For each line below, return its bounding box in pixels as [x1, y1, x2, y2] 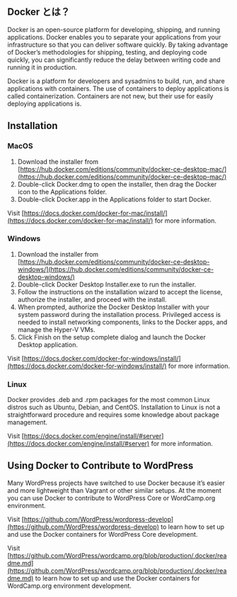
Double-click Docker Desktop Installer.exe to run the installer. [17, 280, 197, 289]
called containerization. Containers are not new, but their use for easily [7, 91, 214, 100]
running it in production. [7, 62, 78, 72]
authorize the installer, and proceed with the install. [17, 295, 167, 303]
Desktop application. [17, 340, 78, 349]
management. [7, 418, 48, 427]
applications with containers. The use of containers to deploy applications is [7, 84, 230, 93]
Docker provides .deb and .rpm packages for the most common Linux [7, 396, 210, 404]
